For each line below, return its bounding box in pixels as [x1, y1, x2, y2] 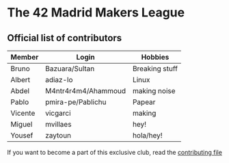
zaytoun [45, 131, 72, 140]
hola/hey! [132, 131, 163, 140]
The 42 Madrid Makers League [7, 5, 185, 21]
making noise [132, 86, 176, 95]
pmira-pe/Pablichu [45, 97, 107, 107]
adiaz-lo [45, 75, 73, 84]
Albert [10, 75, 31, 84]
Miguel [10, 120, 33, 129]
